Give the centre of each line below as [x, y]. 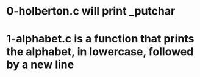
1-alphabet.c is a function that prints [100, 39]
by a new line [40, 65]
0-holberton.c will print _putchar [91, 11]
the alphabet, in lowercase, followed [100, 52]
